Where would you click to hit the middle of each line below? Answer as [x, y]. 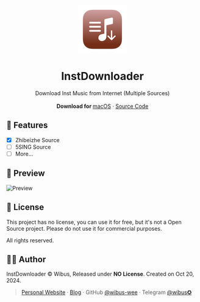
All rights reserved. [30, 240]
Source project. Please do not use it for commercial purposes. [84, 228]
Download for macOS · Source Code [102, 106]
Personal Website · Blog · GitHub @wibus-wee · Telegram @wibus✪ [106, 292]
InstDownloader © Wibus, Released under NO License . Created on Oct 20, [100, 274]
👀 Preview [26, 174]
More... [24, 154]
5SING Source [33, 147]
